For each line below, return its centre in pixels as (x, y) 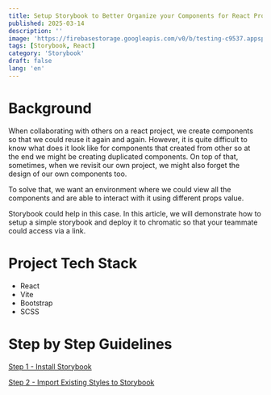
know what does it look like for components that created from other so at (129, 148)
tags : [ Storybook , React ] (52, 46)
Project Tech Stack (73, 263)
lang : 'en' (27, 69)
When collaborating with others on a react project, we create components (131, 131)
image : (19, 38)
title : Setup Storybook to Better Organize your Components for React (129, 16)
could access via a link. (47, 230)
